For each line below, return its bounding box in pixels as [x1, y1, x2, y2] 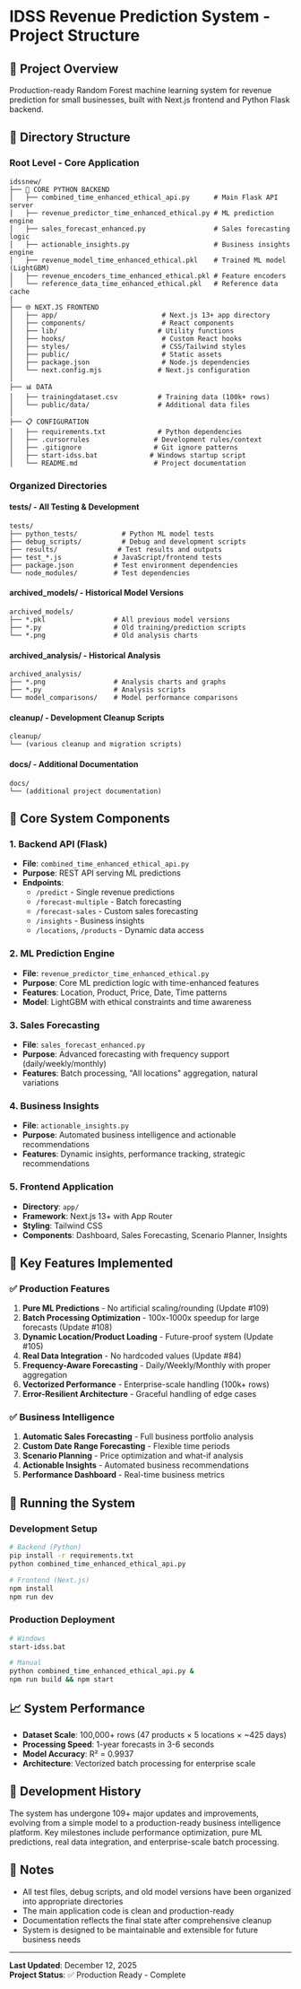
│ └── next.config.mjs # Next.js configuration [9, 365, 251, 374]
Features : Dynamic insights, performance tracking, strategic [21, 1148, 246, 1159]
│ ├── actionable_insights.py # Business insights [9, 240, 291, 249]
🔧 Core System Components [9, 811, 170, 826]
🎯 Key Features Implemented [9, 1255, 173, 1270]
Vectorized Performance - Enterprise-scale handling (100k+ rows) [21, 1379, 271, 1390]
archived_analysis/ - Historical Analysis [9, 650, 161, 660]
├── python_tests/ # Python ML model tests [9, 529, 215, 538]
